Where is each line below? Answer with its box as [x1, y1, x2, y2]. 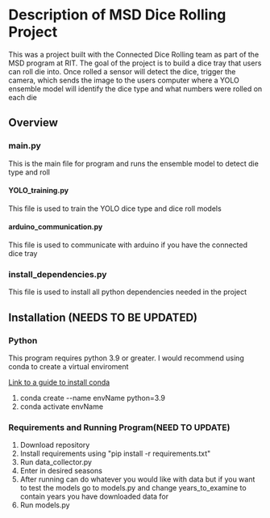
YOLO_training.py [8, 186, 69, 196]
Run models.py [19, 500, 70, 510]
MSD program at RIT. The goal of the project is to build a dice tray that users [8, 58, 262, 68]
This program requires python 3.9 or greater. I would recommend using [8, 353, 244, 363]
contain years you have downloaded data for [19, 491, 169, 502]
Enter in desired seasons [19, 466, 103, 476]
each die [8, 92, 38, 102]
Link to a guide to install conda [8, 377, 110, 387]
